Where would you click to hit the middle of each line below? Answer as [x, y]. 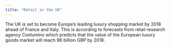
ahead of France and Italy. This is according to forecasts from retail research [85, 29]
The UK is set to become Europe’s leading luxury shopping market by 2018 [83, 24]
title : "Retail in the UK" [34, 10]
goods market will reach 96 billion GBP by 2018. [55, 40]
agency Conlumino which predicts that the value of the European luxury [80, 34]
